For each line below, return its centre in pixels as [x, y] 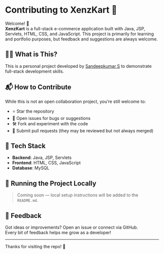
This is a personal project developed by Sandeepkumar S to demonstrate [79, 66]
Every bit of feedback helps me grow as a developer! [58, 233]
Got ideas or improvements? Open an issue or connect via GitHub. [72, 227]
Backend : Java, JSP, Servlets [42, 157]
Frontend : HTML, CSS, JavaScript [46, 163]
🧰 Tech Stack [25, 146]
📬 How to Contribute [38, 87]
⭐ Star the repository [33, 111]
